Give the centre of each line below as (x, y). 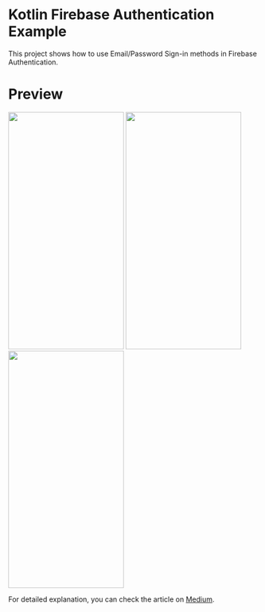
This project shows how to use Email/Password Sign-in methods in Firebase (132, 53)
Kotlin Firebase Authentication (111, 15)
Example (37, 31)
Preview (36, 94)
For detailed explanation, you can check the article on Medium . (111, 599)
